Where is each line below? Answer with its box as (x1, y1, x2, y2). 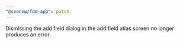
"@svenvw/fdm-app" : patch (5, 8, 69, 15)
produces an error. (5, 31, 51, 38)
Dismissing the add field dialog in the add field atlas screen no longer (5, 25, 174, 32)
